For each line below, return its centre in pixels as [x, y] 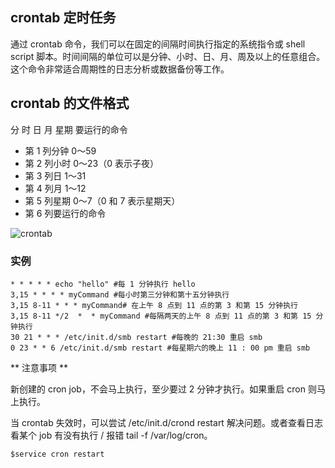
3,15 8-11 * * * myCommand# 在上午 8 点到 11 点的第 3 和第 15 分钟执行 [154, 305]
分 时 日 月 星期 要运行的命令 [69, 129]
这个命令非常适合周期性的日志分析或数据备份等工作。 [120, 69]
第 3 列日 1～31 [55, 175]
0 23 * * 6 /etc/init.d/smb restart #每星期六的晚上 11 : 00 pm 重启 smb [160, 348]
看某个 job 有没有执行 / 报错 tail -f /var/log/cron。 [111, 435]
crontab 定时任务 [63, 18]
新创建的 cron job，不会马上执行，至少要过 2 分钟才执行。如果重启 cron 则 [163, 389]
